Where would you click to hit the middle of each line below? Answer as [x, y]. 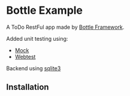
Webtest [25, 56]
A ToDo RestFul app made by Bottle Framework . [65, 27]
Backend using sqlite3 [34, 68]
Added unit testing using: [37, 38]
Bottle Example [44, 10]
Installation [28, 87]
